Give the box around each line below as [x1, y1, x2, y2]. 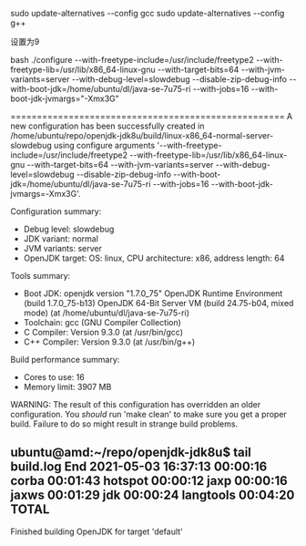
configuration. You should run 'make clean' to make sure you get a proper [10, 409, 288, 419]
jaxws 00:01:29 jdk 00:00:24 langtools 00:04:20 [10, 488, 295, 503]
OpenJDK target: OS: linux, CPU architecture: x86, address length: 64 [23, 252, 285, 263]
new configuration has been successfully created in [10, 120, 205, 131]
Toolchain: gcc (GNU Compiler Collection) [23, 317, 181, 327]
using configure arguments [54, 140, 156, 150]
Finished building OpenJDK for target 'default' [10, 526, 183, 537]
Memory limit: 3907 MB [23, 382, 112, 392]
